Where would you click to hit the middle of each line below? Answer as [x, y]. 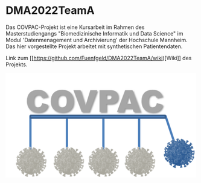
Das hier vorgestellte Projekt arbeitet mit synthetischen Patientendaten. [94, 46]
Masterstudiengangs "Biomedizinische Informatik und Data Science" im [94, 33]
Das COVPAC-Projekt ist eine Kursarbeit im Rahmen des [75, 27]
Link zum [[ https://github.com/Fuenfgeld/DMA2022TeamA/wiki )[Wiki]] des [99, 58]
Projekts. [17, 64]
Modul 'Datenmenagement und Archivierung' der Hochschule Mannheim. [97, 40]
